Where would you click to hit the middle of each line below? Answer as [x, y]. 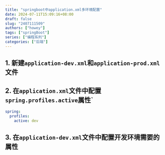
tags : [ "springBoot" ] [27, 33]
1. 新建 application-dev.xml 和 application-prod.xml [82, 63]
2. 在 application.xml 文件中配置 [53, 91]
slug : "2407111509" [25, 23]
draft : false [18, 19]
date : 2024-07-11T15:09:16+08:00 [39, 14]
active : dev [26, 121]
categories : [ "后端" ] [27, 42]
